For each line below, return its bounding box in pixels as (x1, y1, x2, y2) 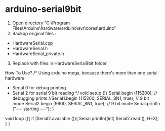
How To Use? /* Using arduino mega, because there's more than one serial (5, 69, 158, 75)
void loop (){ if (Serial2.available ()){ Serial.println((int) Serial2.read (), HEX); (5, 115, 159, 121)
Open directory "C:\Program (12, 20, 70, 26)
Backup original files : (12, 30, 57, 36)
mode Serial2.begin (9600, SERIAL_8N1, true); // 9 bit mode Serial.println (12, 100, 160, 106)
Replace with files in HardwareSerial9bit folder (12, 60, 107, 66)
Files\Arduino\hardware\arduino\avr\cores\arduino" (12, 25, 117, 31)
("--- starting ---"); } (12, 106, 54, 112)
